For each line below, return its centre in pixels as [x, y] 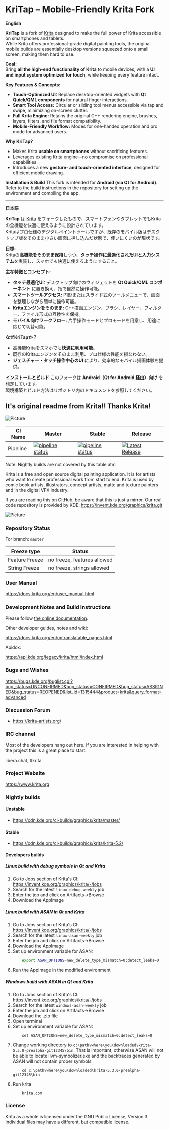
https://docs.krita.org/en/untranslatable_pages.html [59, 637]
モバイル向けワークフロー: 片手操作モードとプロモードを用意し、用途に [87, 320]
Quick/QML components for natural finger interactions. [70, 100]
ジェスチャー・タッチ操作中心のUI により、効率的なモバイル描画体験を [86, 360]
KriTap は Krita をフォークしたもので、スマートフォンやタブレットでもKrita [83, 219]
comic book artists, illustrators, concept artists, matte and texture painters [82, 485]
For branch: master [25, 539]
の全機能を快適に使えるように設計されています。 [56, 225]
